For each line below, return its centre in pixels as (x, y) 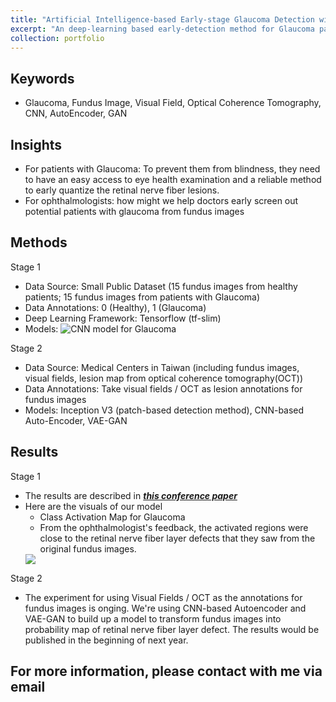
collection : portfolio (57, 38)
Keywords (42, 78)
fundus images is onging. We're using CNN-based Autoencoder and (165, 608)
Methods (39, 242)
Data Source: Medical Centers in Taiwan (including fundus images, (162, 367)
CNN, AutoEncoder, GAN (76, 113)
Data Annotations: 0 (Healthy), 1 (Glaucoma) (115, 307)
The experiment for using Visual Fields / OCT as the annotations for (163, 597)
